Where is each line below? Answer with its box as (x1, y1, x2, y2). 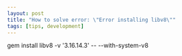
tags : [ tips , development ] (7, 23, 84, 29)
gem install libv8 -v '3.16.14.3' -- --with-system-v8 (7, 42, 149, 50)
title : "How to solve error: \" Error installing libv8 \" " (7, 16, 176, 23)
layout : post (7, 10, 44, 17)
